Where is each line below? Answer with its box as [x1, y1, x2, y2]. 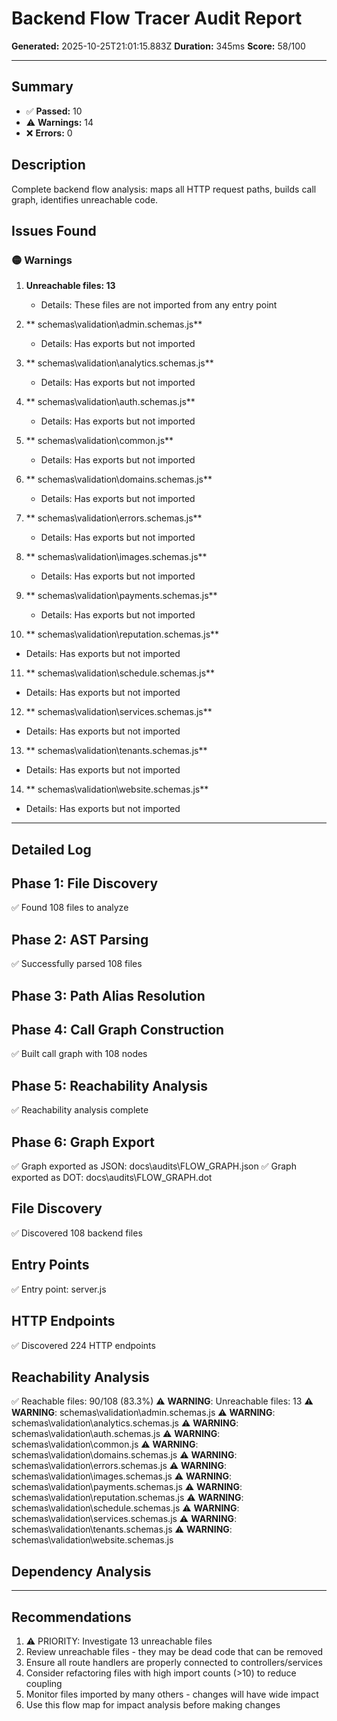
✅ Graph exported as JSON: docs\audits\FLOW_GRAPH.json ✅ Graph [11, 1160, 297, 1172]
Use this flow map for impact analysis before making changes [25, 1698, 281, 1711]
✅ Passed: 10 [25, 105, 83, 117]
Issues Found [11, 222, 97, 239]
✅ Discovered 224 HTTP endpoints [11, 1339, 156, 1351]
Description [11, 157, 86, 174]
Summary [11, 78, 74, 96]
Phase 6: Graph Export [11, 1133, 155, 1151]
